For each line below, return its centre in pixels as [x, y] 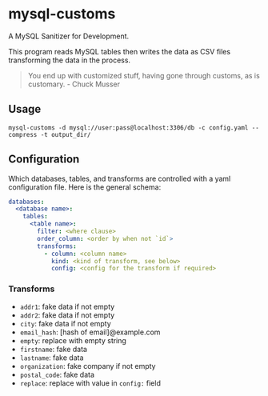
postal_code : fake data [57, 374]
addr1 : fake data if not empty [67, 306]
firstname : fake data [54, 349]
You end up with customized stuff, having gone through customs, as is [144, 75]
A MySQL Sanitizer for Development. [69, 36]
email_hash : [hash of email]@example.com [90, 332]
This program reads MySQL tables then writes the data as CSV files [119, 51]
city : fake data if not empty [65, 323]
